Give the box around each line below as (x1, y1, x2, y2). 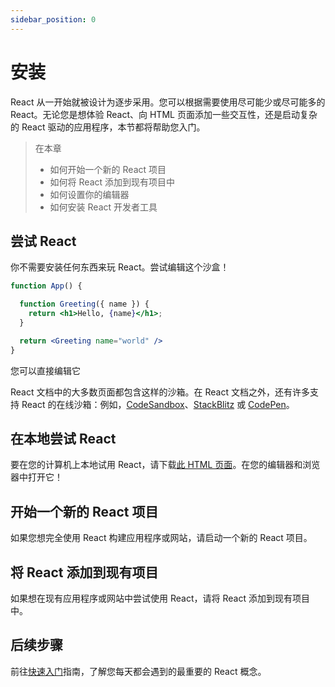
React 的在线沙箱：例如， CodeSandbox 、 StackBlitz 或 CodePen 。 (21, 398, 295, 410)
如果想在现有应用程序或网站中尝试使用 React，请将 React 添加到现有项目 (10, 592, 310, 605)
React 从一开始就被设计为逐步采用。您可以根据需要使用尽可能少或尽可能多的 (10, 96, 326, 108)
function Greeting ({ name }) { (19, 299, 150, 310)
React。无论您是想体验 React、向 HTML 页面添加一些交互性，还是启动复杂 (10, 108, 318, 120)
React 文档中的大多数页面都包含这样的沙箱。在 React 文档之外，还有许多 (10, 386, 310, 398)
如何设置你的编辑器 (49, 188, 130, 200)
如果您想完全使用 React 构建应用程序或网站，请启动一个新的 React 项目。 (10, 532, 313, 544)
